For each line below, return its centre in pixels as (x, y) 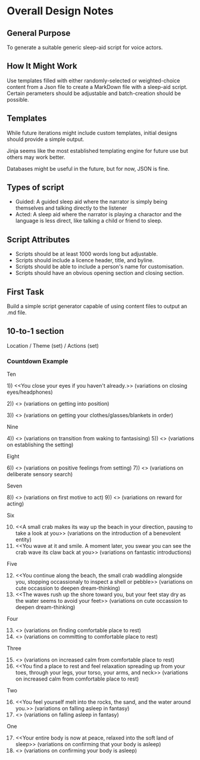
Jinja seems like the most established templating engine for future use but (97, 151)
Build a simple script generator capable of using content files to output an (97, 307)
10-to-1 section (35, 331)
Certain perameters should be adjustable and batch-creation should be (94, 93)
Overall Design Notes (60, 11)
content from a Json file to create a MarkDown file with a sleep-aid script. (97, 87)
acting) (15, 504)
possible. (18, 99)
